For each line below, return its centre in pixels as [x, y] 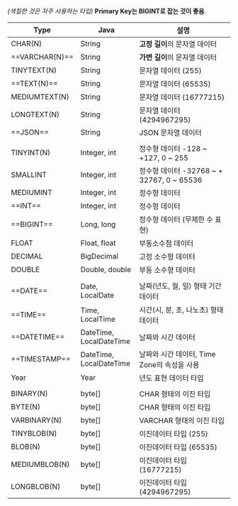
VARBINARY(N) [36, 420]
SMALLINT [29, 175]
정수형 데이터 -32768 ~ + [181, 171]
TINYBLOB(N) [34, 433]
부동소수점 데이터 [166, 243]
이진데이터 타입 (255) [174, 434]
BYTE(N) [26, 407]
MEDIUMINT [32, 192]
